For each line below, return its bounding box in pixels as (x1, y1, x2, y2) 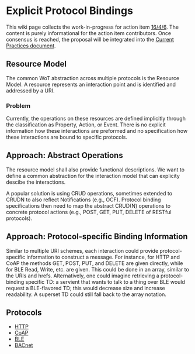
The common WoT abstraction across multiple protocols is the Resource (6, 74, 180, 81)
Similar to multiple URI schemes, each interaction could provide (6, 247, 159, 254)
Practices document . (6, 42, 57, 49)
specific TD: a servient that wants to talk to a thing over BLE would (25, 278, 186, 285)
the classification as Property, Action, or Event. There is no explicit (6, 121, 166, 128)
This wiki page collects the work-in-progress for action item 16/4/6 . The (6, 23, 179, 30)
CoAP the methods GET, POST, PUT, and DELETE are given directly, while (6, 259, 183, 267)
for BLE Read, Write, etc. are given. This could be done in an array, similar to (6, 266, 190, 273)
